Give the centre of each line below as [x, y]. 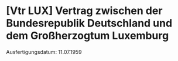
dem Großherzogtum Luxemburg [88, 36]
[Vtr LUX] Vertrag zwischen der [84, 11]
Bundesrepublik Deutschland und [89, 23]
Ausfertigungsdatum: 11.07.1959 [44, 52]
